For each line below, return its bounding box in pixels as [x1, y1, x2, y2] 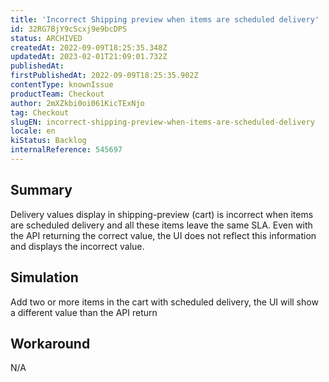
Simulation [10, 269, 79, 286]
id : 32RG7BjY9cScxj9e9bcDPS [10, 24, 128, 34]
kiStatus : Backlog [10, 136, 87, 146]
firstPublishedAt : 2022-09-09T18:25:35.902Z [10, 71, 199, 81]
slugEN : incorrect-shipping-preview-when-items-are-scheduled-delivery [10, 117, 315, 127]
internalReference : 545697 [10, 145, 123, 155]
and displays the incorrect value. [10, 240, 145, 252]
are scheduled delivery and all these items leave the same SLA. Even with [10, 219, 313, 231]
